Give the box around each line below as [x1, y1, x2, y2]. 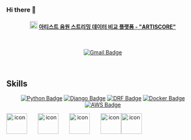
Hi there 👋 [6, 6, 37, 14]
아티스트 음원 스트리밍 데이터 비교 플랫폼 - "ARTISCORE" [39, 23, 176, 30]
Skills [6, 78, 28, 89]
